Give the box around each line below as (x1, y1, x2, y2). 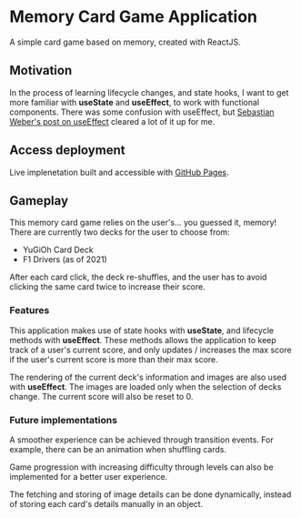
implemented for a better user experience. (9, 471, 168, 482)
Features (9, 304, 50, 317)
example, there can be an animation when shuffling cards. (9, 443, 227, 454)
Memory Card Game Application (9, 6, 257, 27)
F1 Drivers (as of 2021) (22, 254, 107, 265)
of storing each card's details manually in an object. (9, 498, 204, 509)
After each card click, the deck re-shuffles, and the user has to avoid (9, 271, 267, 283)
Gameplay (9, 193, 69, 208)
